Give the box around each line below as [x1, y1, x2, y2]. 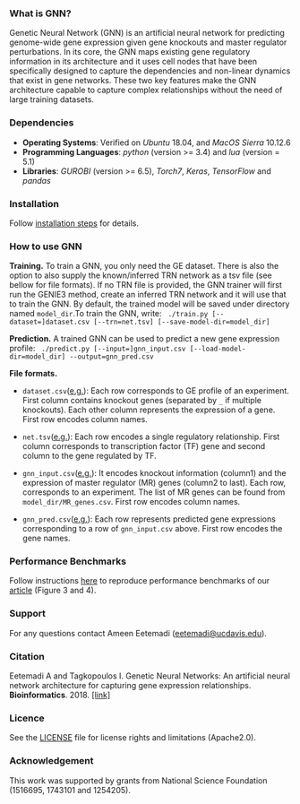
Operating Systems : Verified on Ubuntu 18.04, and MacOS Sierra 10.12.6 [21, 137, 291, 148]
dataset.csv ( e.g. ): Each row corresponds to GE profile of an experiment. [21, 385, 289, 396]
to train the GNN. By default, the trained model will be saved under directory [9, 298, 290, 309]
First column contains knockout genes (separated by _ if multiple [21, 395, 262, 406]
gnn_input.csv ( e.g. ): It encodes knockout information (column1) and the [21, 468, 287, 479]
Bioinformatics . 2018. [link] [9, 689, 111, 701]
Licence [9, 712, 45, 724]
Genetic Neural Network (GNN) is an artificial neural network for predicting [9, 28, 285, 39]
